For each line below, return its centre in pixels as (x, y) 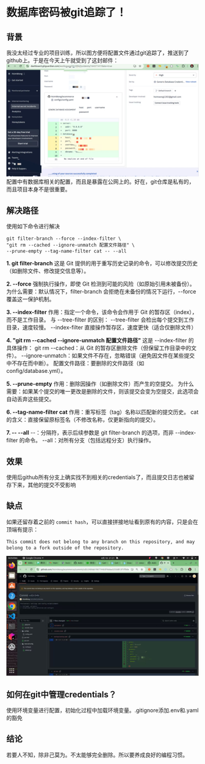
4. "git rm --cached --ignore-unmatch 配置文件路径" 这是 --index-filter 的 (100, 341)
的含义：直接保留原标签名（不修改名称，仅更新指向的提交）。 (82, 420)
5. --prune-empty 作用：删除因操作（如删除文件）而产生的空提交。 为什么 (100, 384)
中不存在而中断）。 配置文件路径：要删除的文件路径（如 (75, 363)
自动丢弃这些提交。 (31, 399)
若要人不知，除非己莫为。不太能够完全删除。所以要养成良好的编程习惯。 (97, 755)
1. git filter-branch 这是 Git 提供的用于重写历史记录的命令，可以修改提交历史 (102, 264)
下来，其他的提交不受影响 (44, 485)
